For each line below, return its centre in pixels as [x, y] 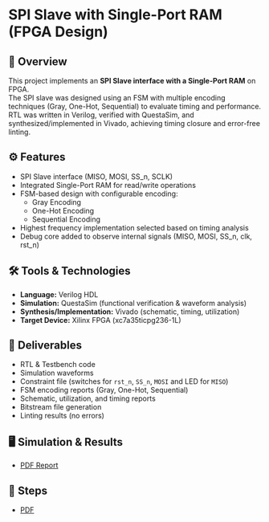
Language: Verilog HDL [59, 294]
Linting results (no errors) [62, 416]
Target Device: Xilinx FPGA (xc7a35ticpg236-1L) [101, 320]
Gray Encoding [57, 202]
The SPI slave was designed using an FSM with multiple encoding [117, 98]
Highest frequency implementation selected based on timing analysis [134, 227]
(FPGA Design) [58, 32]
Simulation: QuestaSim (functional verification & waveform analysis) [133, 303]
